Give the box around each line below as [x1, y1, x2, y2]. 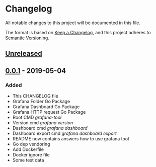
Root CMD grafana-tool [12, 114, 62, 121]
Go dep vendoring [12, 141, 50, 147]
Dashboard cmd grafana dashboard [12, 125, 88, 131]
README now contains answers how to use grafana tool [12, 136, 129, 142]
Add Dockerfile [12, 146, 44, 152]
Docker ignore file [12, 152, 50, 158]
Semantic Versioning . [5, 35, 49, 41]
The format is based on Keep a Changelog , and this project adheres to [5, 29, 151, 35]
